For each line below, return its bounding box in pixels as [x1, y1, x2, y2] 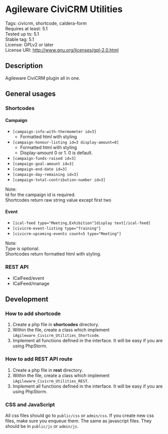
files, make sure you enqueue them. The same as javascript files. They [5, 418, 152, 424]
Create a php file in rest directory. [12, 367, 83, 373]
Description [5, 61, 43, 70]
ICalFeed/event [12, 275, 44, 281]
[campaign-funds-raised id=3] [12, 156, 77, 161]
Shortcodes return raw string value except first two [5, 197, 111, 203]
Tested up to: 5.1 [5, 31, 39, 37]
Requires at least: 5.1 [5, 25, 48, 31]
